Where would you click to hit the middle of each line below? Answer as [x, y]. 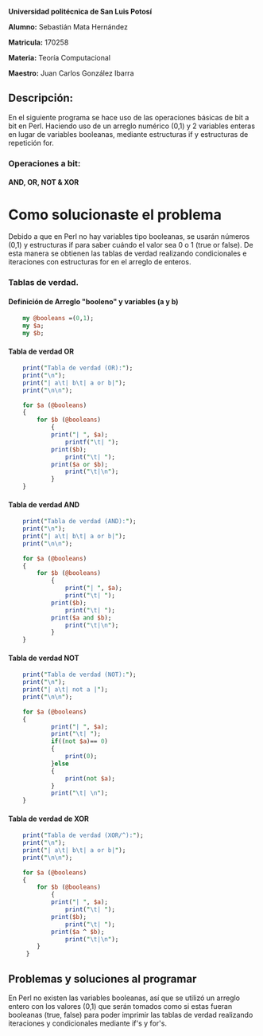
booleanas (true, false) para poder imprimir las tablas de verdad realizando [131, 1015]
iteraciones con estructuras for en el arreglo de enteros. [100, 262]
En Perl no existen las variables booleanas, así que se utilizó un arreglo [124, 998]
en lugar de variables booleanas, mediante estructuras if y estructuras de [128, 134]
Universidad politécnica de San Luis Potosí [80, 12]
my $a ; [33, 326]
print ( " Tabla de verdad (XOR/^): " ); [83, 835]
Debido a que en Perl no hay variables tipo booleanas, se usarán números [129, 237]
